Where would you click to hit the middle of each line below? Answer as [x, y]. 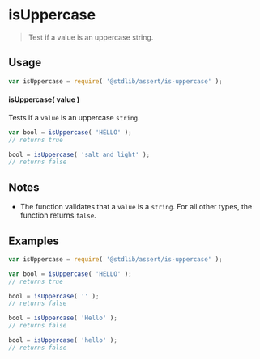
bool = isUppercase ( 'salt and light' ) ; [79, 154]
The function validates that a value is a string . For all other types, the [136, 207]
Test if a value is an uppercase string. [91, 37]
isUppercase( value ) [44, 99]
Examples [34, 241]
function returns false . [58, 215]
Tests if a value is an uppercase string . [74, 117]
